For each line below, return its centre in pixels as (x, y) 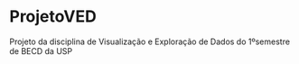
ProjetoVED (53, 17)
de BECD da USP (41, 50)
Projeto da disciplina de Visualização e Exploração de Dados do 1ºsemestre (150, 41)
